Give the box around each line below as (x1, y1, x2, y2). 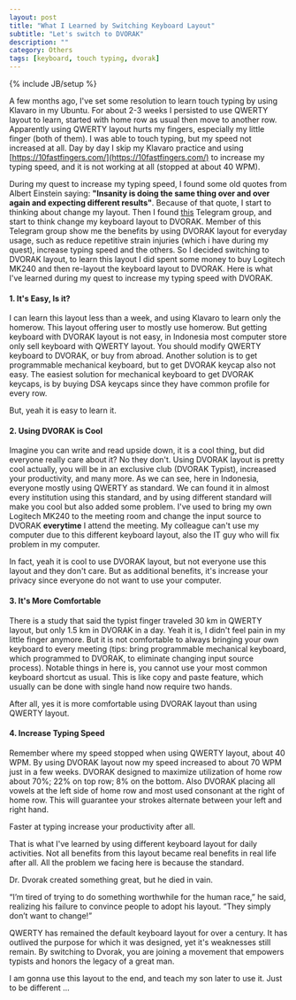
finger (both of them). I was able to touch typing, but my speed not (9, 134, 252, 143)
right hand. (9, 803, 49, 815)
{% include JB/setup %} (9, 79, 97, 89)
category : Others (9, 46, 73, 55)
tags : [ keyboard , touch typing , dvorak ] (9, 54, 161, 63)
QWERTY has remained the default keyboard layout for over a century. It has (9, 927, 288, 938)
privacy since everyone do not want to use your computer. (9, 575, 222, 585)
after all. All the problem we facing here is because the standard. (9, 857, 245, 868)
